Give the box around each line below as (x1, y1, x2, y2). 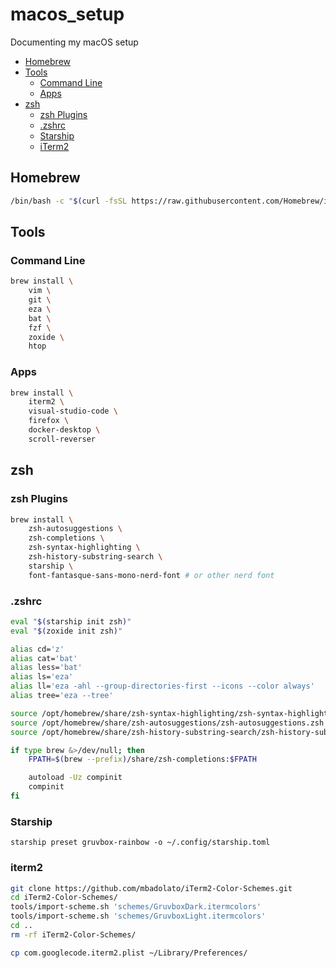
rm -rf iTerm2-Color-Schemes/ (10, 929, 137, 940)
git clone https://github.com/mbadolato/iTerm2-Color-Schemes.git (10, 883, 293, 893)
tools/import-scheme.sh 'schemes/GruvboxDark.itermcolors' (10, 902, 262, 912)
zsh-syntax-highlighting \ (28, 543, 141, 553)
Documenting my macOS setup (10, 36, 139, 48)
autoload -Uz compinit (28, 773, 123, 783)
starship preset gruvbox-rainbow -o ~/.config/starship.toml (10, 838, 271, 848)
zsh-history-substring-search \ (28, 552, 163, 562)
